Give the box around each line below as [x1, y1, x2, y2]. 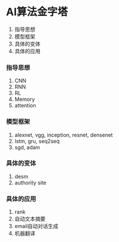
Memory [14, 96, 35, 103]
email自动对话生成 [14, 223, 58, 230]
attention [14, 102, 36, 109]
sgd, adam [14, 143, 40, 150]
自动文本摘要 [14, 215, 45, 222]
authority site [14, 179, 47, 186]
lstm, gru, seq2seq [14, 138, 60, 145]
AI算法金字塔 [6, 5, 68, 19]
